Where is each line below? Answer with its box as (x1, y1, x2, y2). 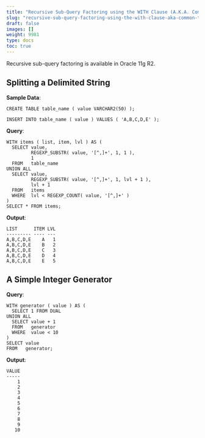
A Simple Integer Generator (6, 275, 113, 285)
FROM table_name (12, 160, 59, 166)
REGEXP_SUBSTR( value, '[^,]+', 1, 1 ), (31, 149, 135, 156)
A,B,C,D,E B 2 (6, 242, 56, 248)
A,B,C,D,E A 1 (6, 236, 56, 242)
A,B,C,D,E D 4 (6, 252, 56, 259)
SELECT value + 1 (12, 319, 56, 325)
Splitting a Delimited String (6, 78, 110, 88)
